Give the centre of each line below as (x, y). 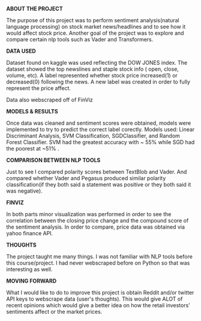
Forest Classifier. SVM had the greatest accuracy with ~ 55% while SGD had (100, 142)
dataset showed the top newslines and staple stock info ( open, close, (92, 69)
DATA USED (21, 51)
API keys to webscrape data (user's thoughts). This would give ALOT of (94, 299)
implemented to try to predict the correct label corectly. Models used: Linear (100, 129)
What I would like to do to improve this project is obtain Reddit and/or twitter (100, 292)
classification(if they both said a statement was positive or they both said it (99, 184)
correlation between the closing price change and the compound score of (97, 220)
